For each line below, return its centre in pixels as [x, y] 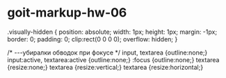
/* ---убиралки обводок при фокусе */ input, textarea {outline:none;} [107, 52]
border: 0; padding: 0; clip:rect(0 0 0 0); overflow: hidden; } [92, 39]
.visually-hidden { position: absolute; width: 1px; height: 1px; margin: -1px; [112, 32]
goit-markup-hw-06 [67, 13]
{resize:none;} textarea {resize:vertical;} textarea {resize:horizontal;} [105, 67]
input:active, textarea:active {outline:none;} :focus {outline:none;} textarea [113, 59]
